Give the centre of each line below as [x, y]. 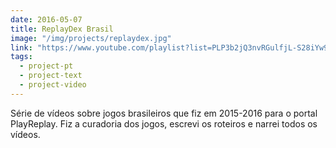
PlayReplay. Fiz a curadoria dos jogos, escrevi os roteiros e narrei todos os [164, 123]
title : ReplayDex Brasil [62, 29]
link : [21, 47]
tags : [21, 57]
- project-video [53, 85]
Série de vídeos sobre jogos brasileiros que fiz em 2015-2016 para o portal [164, 113]
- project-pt [46, 66]
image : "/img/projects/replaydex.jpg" [91, 38]
